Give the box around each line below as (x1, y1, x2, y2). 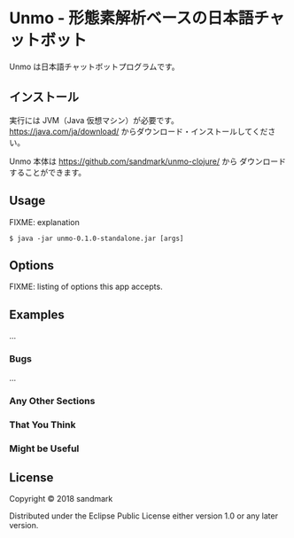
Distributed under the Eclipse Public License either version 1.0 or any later (9, 511, 279, 521)
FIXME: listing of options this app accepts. (9, 281, 163, 292)
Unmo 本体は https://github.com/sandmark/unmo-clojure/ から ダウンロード (9, 156, 286, 167)
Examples (9, 307, 65, 322)
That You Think (9, 418, 76, 431)
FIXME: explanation (9, 216, 80, 227)
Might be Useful (9, 442, 80, 455)
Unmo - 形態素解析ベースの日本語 (9, 8, 254, 28)
